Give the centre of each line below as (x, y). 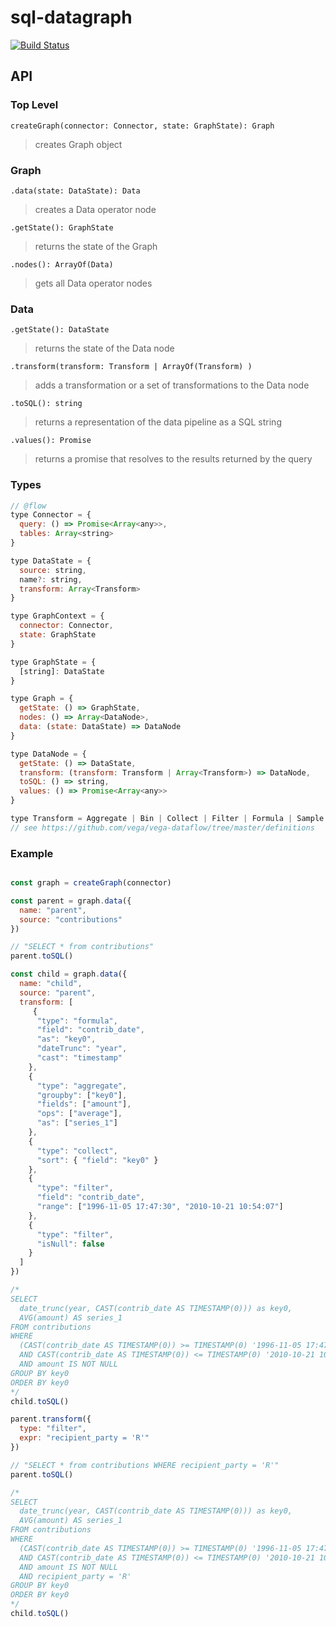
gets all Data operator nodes (93, 283)
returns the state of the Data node (104, 348)
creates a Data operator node (95, 209)
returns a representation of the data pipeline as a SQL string (158, 422)
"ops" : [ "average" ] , (79, 1114)
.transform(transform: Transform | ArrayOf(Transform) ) (131, 367)
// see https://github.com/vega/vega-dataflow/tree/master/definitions (162, 827)
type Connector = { (51, 515)
